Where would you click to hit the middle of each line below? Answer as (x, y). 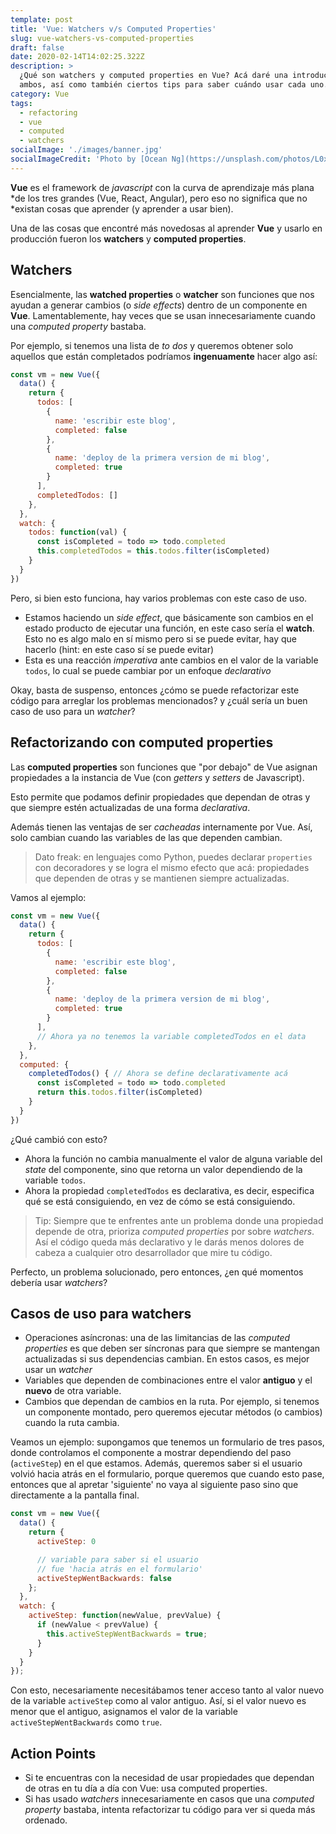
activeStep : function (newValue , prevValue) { (125, 1616)
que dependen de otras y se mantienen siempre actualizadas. (162, 878)
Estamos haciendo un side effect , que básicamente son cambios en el (169, 617)
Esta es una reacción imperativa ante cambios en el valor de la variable (171, 660)
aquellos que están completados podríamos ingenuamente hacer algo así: (164, 356)
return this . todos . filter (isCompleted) (119, 1092)
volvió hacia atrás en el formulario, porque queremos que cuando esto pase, (167, 1474)
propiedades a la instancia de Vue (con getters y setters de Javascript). (157, 777)
